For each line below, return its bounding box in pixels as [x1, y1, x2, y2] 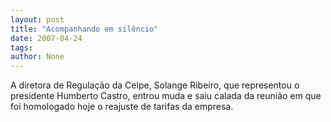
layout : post [10, 14, 65, 25]
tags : [10, 42, 33, 53]
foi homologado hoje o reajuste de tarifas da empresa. [10, 101, 234, 113]
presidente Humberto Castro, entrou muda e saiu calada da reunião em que [10, 90, 322, 102]
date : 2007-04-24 [10, 33, 83, 43]
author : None [10, 52, 65, 62]
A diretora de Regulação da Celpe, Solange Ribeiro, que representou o [10, 79, 300, 91]
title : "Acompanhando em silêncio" [10, 24, 159, 34]
